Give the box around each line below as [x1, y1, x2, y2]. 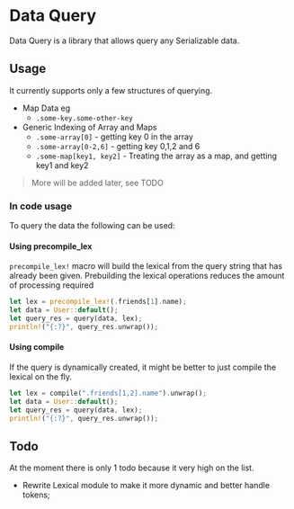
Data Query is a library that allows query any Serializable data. [9, 35, 240, 46]
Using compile [9, 342, 65, 353]
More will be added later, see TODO [31, 177, 164, 188]
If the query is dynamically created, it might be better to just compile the [9, 362, 277, 372]
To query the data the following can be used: [9, 220, 175, 231]
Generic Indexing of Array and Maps [22, 121, 157, 132]
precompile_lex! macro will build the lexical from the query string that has [9, 261, 283, 272]
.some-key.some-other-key [35, 113, 133, 122]
